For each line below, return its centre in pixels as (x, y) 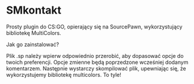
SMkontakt (34, 10)
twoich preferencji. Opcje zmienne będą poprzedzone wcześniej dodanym (97, 62)
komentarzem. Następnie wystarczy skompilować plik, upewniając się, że (96, 68)
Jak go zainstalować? (33, 44)
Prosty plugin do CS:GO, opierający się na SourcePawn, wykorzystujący (94, 27)
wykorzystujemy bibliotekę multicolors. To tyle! (64, 75)
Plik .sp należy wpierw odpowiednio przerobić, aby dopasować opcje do (95, 56)
